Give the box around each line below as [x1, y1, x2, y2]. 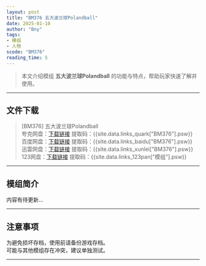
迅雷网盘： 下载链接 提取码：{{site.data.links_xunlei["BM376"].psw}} [21, 145, 194, 153]
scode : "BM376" [6, 49, 45, 55]
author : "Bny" [6, 26, 43, 32]
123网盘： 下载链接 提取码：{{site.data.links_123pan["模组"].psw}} [21, 153, 187, 161]
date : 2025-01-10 [6, 20, 51, 26]
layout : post [6, 9, 40, 15]
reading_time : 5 [6, 55, 48, 61]
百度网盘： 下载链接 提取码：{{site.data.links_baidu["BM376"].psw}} [21, 138, 193, 145]
